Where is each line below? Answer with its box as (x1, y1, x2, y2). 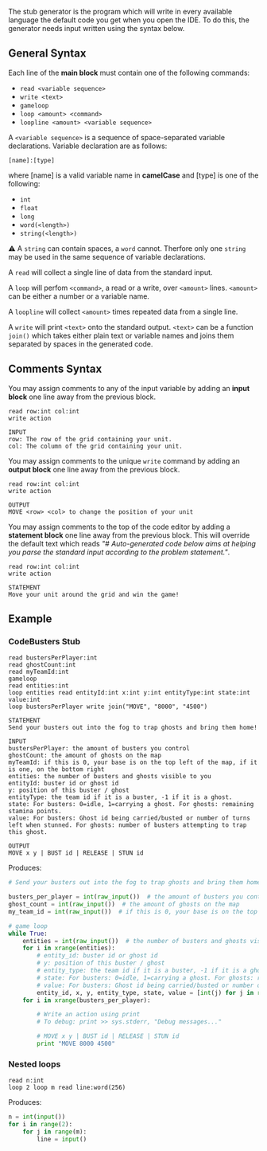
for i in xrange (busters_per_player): (22, 996, 151, 1004)
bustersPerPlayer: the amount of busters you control (8, 745, 191, 753)
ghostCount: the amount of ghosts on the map (8, 752, 161, 760)
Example (8, 613, 52, 626)
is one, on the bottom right (8, 765, 105, 773)
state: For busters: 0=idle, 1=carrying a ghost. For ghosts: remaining (8, 801, 254, 808)
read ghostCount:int (8, 661, 77, 669)
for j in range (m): (22, 1127, 87, 1136)
